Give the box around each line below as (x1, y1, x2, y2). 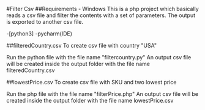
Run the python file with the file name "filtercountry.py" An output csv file (6, 54, 192, 61)
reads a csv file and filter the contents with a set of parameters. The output (6, 12, 196, 19)
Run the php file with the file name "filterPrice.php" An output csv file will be (6, 90, 199, 97)
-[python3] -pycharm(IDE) (6, 30, 72, 37)
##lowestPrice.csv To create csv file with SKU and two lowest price (6, 79, 177, 86)
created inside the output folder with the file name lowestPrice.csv (6, 97, 174, 104)
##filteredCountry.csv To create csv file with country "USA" (6, 42, 157, 49)
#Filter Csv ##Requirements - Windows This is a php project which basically (6, 5, 199, 12)
